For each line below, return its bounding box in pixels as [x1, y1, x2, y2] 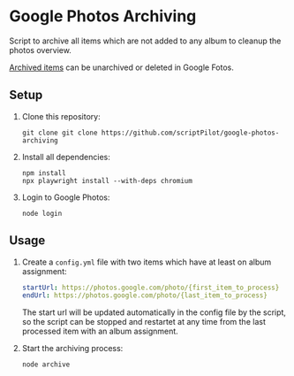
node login [21, 209, 63, 218]
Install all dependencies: [21, 151, 110, 162]
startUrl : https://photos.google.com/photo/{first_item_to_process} [21, 283, 280, 292]
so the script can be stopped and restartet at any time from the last [21, 317, 267, 327]
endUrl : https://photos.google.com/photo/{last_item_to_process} [21, 291, 268, 300]
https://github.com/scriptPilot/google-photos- [101, 128, 280, 137]
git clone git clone [21, 128, 98, 137]
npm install [21, 168, 66, 178]
